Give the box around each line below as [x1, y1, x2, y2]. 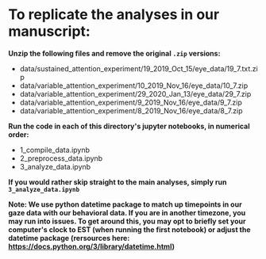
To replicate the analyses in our [8, 6, 220, 24]
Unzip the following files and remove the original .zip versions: [8, 48, 221, 58]
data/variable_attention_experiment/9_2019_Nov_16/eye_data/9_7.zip [19, 97, 242, 107]
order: [8, 129, 29, 139]
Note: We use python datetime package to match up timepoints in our [8, 200, 242, 209]
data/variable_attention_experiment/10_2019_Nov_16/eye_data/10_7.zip [19, 81, 249, 90]
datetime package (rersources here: [8, 233, 130, 242]
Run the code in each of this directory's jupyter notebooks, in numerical [8, 121, 250, 131]
